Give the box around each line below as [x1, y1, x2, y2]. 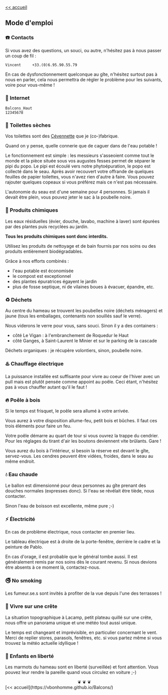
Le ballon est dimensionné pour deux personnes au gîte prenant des [5, 482, 146, 488]
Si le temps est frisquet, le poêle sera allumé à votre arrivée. [5, 408, 129, 414]
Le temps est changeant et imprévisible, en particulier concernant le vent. [5, 629, 157, 635]
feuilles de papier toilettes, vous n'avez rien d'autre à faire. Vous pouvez [5, 174, 154, 180]
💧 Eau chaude [5, 471, 38, 478]
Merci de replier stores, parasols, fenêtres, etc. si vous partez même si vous [5, 634, 162, 641]
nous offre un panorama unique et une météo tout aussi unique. [5, 619, 137, 626]
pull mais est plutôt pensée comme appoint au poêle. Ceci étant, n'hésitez [5, 379, 158, 385]
